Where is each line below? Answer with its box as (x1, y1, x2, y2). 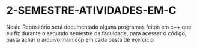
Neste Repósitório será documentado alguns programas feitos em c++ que (6, 23, 192, 30)
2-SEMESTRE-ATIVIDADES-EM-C (6, 4, 177, 17)
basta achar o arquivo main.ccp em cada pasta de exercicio (6, 36, 154, 43)
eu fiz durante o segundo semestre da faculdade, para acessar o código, (6, 29, 187, 36)
